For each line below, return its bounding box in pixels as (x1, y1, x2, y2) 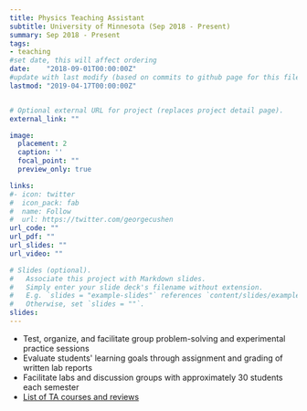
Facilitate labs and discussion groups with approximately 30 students (22, 372, 283, 383)
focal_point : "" (17, 156, 79, 165)
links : (9, 181, 35, 190)
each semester (22, 381, 79, 393)
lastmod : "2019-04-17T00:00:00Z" (9, 81, 137, 90)
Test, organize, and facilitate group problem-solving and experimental (22, 332, 286, 343)
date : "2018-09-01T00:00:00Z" (9, 65, 137, 74)
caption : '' (17, 148, 64, 157)
